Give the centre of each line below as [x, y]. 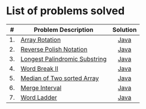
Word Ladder [39, 97]
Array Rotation [41, 40]
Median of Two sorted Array [60, 78]
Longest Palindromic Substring [64, 59]
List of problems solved [66, 11]
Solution [125, 30]
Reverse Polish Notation [54, 49]
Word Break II [39, 68]
